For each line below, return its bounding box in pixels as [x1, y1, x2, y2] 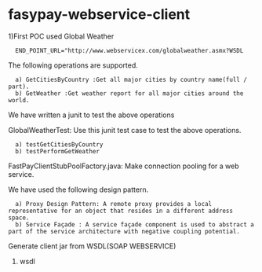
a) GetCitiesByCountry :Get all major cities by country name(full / [15, 75, 247, 83]
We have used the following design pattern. [8, 185, 149, 194]
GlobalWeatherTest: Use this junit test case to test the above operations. [8, 125, 242, 134]
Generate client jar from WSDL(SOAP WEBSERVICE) [8, 241, 176, 251]
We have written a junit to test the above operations [8, 110, 175, 119]
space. [8, 214, 30, 222]
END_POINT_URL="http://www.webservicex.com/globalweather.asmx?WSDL [15, 46, 244, 54]
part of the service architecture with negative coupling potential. [8, 227, 241, 235]
